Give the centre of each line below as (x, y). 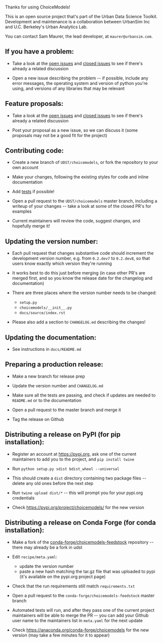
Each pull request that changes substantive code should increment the (83, 253)
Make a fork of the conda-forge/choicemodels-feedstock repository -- (83, 542)
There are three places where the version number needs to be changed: (84, 293)
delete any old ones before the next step (53, 483)
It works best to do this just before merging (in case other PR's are (79, 273)
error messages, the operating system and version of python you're (80, 83)
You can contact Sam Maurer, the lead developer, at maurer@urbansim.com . (79, 36)
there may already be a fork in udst (47, 547)
